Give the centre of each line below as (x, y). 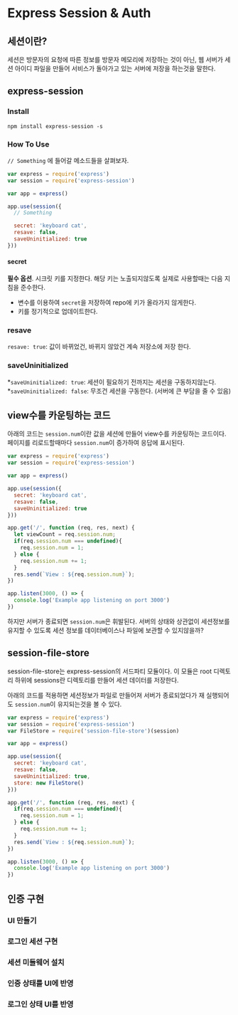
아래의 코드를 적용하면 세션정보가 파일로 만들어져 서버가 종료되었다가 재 (106, 695)
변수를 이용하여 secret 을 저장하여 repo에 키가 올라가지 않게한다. (107, 303)
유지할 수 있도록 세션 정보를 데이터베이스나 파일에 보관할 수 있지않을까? (106, 630)
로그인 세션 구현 (33, 942)
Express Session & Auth (79, 13)
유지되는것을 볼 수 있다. (90, 704)
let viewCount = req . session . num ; (65, 535)
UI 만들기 (22, 921)
